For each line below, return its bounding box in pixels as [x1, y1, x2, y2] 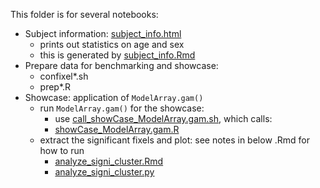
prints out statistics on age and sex [39, 39, 185, 50]
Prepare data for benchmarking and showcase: [24, 60, 219, 71]
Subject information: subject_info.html [24, 28, 182, 39]
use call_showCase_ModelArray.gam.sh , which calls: [54, 113, 273, 124]
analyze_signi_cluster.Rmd [54, 155, 164, 167]
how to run [39, 145, 85, 156]
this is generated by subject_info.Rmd [39, 49, 196, 61]
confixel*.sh [39, 70, 89, 82]
